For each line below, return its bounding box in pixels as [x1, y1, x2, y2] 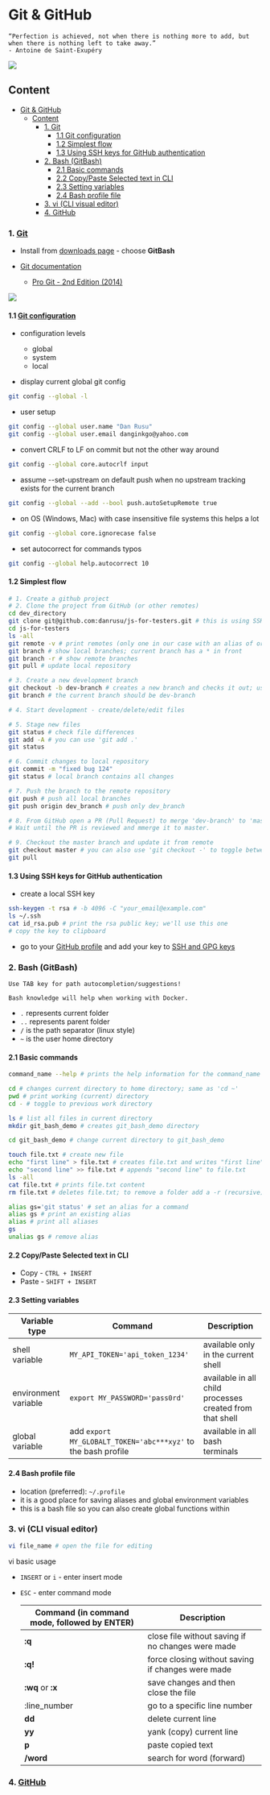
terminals [202, 1446, 239, 1457]
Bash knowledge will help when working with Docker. [8, 993, 189, 1002]
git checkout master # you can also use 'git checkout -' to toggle [8, 846, 243, 855]
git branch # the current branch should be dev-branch [8, 691, 196, 700]
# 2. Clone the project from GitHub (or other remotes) [8, 602, 199, 610]
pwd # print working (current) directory [8, 1092, 149, 1101]
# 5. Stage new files [8, 720, 81, 728]
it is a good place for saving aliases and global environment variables [19, 1494, 249, 1504]
